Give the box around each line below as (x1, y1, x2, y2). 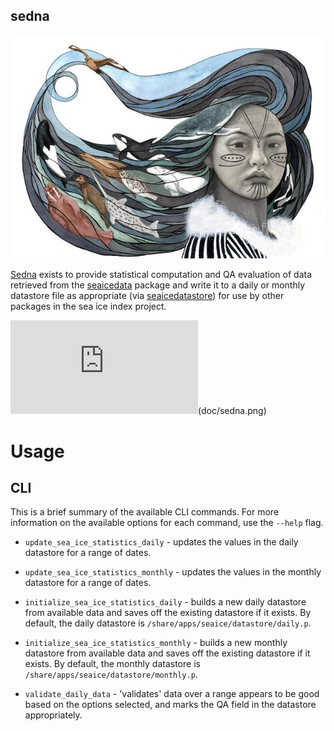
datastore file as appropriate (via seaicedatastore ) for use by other (10, 290, 285, 302)
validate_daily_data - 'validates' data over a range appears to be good (24, 688, 320, 700)
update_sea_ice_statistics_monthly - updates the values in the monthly (24, 566, 322, 578)
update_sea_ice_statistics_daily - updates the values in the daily (24, 536, 299, 548)
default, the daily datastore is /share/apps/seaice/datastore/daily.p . (24, 617, 312, 629)
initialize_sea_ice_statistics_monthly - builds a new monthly (24, 637, 288, 649)
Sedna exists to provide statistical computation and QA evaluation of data (10, 269, 312, 281)
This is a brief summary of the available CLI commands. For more (10, 506, 280, 518)
